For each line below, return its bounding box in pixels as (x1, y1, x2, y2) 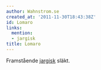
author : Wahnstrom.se (6, 8, 60, 15)
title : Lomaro (6, 41, 41, 47)
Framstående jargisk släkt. (6, 57, 70, 64)
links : (6, 24, 22, 31)
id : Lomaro (6, 19, 33, 25)
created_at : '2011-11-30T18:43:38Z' (6, 14, 96, 20)
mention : (11, 30, 33, 36)
